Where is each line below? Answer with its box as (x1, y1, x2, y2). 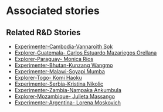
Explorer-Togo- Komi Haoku (14, 74, 82, 81)
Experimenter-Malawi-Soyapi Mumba (14, 68, 106, 74)
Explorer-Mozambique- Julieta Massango (14, 93, 116, 100)
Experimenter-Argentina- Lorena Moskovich (14, 99, 121, 106)
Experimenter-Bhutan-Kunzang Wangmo (14, 62, 113, 69)
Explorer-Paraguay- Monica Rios (14, 56, 94, 62)
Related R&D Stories (6, 28, 81, 38)
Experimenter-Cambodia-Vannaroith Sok (14, 43, 113, 50)
